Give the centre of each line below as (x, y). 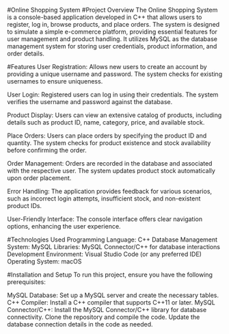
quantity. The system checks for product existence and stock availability (109, 143)
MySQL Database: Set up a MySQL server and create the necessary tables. (113, 295)
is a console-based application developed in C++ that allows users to (105, 17)
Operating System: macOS (44, 261)
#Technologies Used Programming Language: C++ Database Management (112, 240)
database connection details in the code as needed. (80, 324)
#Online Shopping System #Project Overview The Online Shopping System (112, 10)
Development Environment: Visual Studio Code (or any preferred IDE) (104, 254)
